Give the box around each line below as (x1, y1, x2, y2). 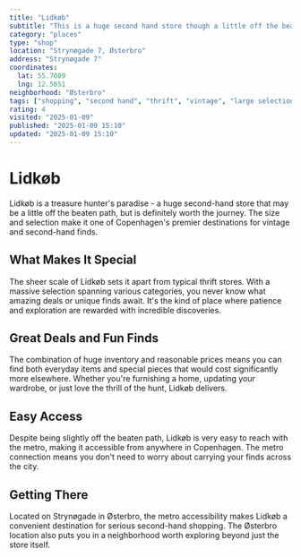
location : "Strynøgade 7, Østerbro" (9, 47, 146, 56)
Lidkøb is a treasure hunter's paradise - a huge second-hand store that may (9, 198, 289, 209)
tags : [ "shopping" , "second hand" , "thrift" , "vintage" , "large (9, 96, 254, 106)
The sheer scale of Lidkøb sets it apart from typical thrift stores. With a (9, 276, 271, 287)
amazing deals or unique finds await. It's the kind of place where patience (9, 295, 282, 305)
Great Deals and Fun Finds (9, 330, 159, 346)
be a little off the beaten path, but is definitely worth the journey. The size (9, 207, 280, 218)
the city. (9, 461, 39, 472)
